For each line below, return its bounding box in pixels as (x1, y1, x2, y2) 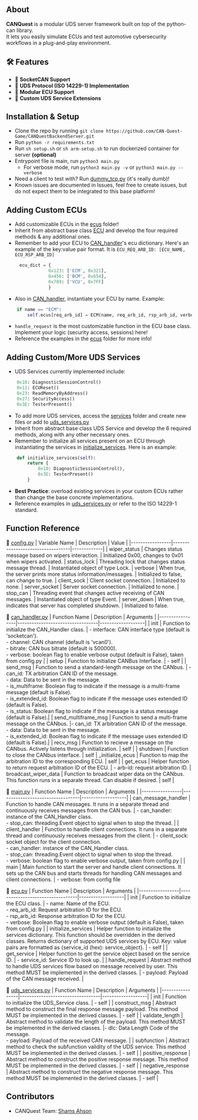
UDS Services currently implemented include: (14, 368, 126, 375)
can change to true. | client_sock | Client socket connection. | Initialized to (6, 577, 186, 584)
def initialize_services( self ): (16, 455, 96, 461)
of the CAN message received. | (6, 975, 84, 982)
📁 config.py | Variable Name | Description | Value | (6, 539, 128, 546)
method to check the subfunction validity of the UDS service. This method (6, 1043, 187, 1050)
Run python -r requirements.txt (14, 139, 95, 146)
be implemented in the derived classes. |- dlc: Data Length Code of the (6, 1024, 179, 1031)
